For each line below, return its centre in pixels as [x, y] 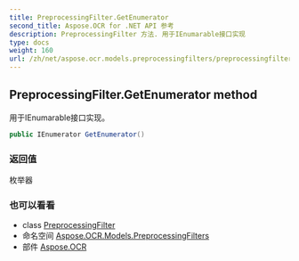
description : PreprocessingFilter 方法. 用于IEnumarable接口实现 [128, 34]
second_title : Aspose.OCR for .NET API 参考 [92, 26]
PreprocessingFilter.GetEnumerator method [133, 95]
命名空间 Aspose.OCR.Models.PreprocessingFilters [116, 236]
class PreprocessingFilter [69, 225]
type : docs [29, 42]
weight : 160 [31, 51]
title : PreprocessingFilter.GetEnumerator [89, 17]
